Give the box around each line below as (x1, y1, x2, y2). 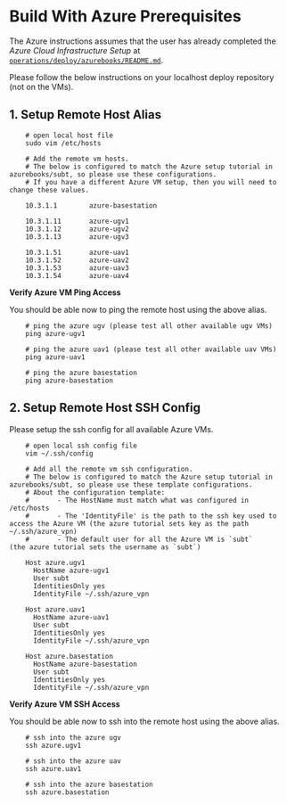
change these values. (9, 185, 90, 194)
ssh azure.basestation (25, 787, 110, 797)
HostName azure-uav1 (32, 612, 110, 621)
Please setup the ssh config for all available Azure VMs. (9, 423, 214, 434)
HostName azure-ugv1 (32, 566, 110, 575)
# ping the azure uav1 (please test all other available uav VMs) (25, 345, 277, 354)
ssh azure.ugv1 (25, 741, 82, 750)
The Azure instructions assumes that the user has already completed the (9, 36, 276, 46)
